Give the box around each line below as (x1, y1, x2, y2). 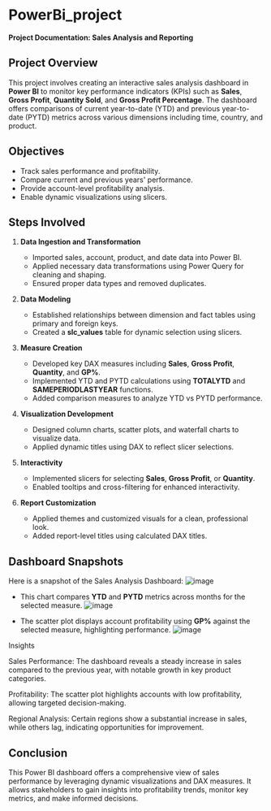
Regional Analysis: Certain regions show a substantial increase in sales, (8, 713, 247, 724)
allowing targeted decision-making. (8, 698, 127, 708)
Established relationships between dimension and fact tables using (32, 310, 256, 320)
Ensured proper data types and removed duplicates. (32, 279, 207, 288)
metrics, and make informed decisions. (8, 794, 139, 803)
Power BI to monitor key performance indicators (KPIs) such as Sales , (8, 86, 243, 96)
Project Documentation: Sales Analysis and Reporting (8, 33, 194, 42)
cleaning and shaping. (32, 270, 107, 280)
